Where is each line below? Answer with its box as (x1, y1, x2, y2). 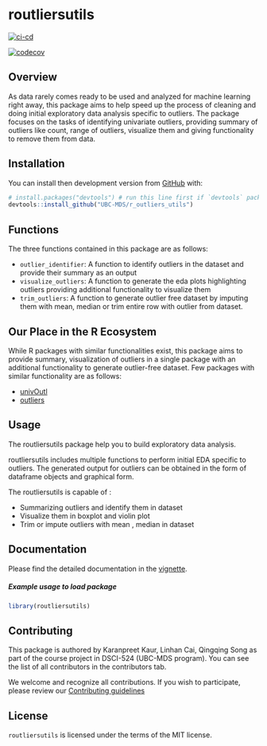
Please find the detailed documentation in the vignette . (8, 564, 188, 573)
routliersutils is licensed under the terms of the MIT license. (8, 730, 212, 740)
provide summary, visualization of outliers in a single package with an (8, 354, 236, 364)
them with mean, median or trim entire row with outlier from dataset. (19, 302, 244, 311)
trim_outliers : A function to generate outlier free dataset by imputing (19, 293, 249, 303)
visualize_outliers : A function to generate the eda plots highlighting (19, 276, 246, 286)
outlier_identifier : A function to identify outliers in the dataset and (19, 260, 244, 269)
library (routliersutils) (8, 602, 91, 610)
